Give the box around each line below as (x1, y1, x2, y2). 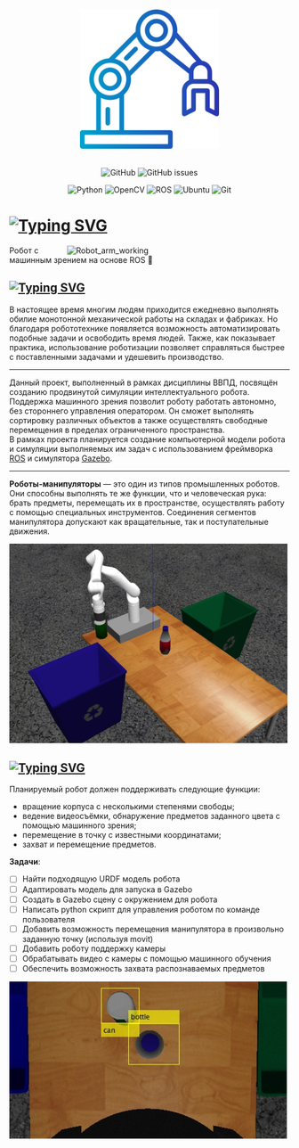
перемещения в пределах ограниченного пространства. (9, 424, 225, 435)
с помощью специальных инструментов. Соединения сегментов (9, 506, 256, 517)
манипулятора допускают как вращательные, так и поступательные (9, 516, 270, 527)
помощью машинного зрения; (21, 820, 137, 831)
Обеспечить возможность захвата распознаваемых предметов (21, 963, 265, 973)
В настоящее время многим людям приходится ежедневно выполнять (9, 304, 279, 315)
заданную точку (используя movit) (21, 933, 154, 944)
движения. (9, 526, 51, 537)
